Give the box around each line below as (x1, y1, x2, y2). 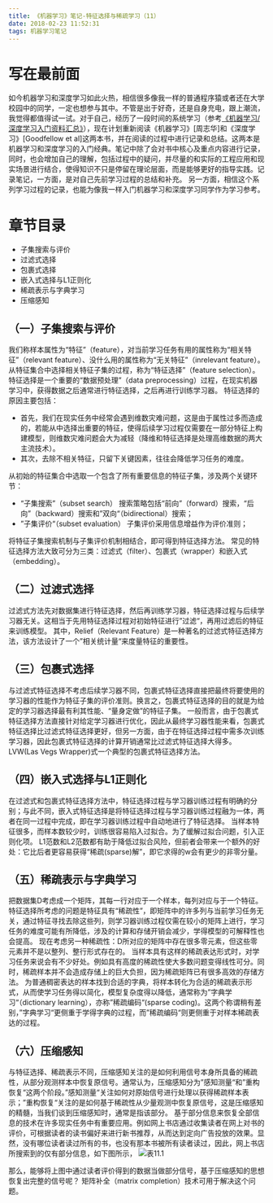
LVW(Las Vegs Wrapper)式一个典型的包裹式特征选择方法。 (8, 746, 205, 756)
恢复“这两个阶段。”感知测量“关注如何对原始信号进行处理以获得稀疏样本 (8, 1087, 242, 1097)
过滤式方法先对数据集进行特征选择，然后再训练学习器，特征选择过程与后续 (8, 606, 258, 615)
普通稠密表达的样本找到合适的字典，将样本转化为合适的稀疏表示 (31, 978, 245, 987)
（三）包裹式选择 (8, 663, 94, 676)
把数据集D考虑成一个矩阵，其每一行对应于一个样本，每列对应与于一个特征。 (8, 896, 263, 906)
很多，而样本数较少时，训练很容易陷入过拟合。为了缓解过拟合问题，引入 (15, 826, 258, 836)
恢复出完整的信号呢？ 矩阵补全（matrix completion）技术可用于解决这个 (8, 1176, 249, 1186)
